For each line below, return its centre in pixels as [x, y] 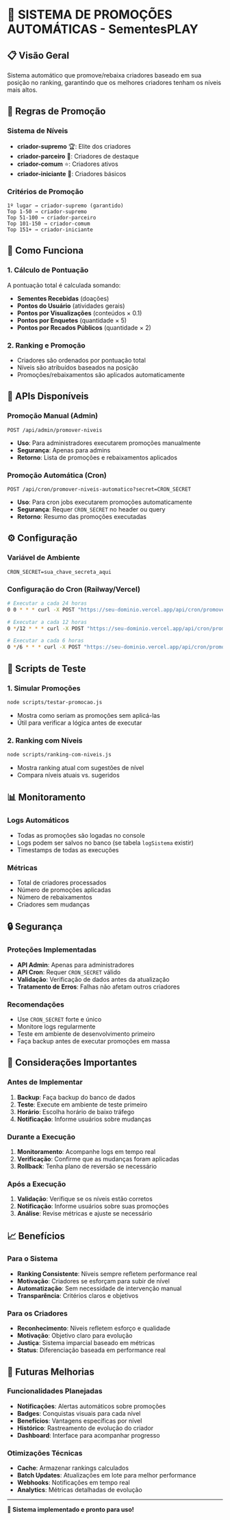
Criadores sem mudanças [53, 904]
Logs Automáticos [38, 821]
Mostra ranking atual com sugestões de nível [80, 767]
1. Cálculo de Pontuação [48, 270]
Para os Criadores [38, 1313]
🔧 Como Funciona [46, 251]
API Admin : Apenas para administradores [76, 965]
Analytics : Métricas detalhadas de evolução [79, 1490]
